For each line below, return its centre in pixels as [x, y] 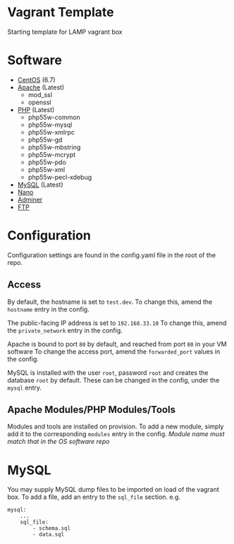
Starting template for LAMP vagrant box [65, 32]
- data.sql [49, 535]
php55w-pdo [47, 162]
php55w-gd [45, 140]
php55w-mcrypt [52, 154]
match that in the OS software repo [58, 442]
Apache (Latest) [41, 87]
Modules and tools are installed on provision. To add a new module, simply [116, 426]
